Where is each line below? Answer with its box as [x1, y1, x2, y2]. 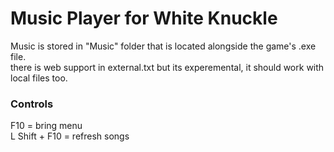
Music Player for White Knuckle [10, 7, 278, 30]
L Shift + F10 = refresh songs [10, 130, 130, 142]
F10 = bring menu [10, 120, 83, 132]
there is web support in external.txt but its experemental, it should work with [10, 61, 325, 73]
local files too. [10, 72, 68, 84]
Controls [10, 97, 54, 111]
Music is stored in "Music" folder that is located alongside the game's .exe [10, 40, 317, 52]
